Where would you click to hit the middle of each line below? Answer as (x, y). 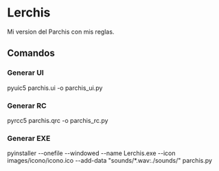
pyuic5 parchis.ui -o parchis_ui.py (55, 88)
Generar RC (27, 106)
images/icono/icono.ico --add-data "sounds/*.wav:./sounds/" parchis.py (110, 161)
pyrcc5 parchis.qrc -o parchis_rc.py (58, 120)
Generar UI (25, 73)
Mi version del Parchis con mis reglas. (61, 32)
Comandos (31, 53)
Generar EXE (29, 138)
